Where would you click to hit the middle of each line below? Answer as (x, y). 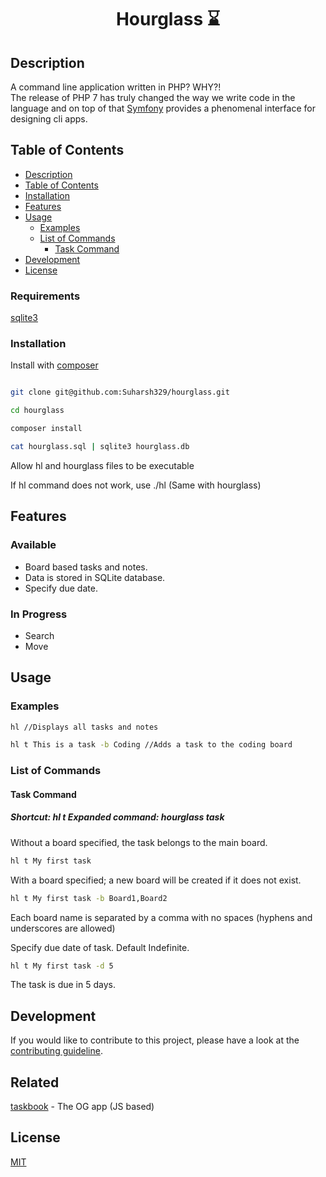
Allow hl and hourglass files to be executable (102, 465)
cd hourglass (37, 411)
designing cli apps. (49, 119)
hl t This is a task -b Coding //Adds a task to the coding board (151, 745)
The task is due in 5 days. (63, 985)
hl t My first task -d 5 (62, 966)
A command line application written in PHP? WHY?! (116, 87)
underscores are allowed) (63, 928)
